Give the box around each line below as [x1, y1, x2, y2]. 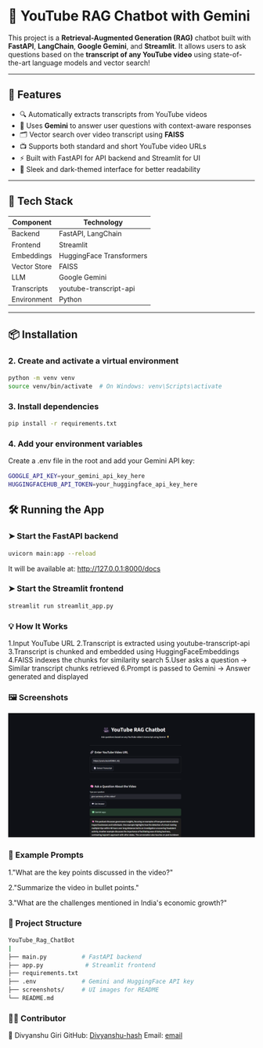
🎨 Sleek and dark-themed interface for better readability [19, 164, 201, 173]
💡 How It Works [8, 620, 68, 631]
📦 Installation [8, 327, 78, 341]
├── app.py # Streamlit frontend [8, 961, 156, 969]
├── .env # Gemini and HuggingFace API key [8, 977, 194, 986]
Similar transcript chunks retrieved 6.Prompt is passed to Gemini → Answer [8, 663, 250, 673]
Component [12, 217, 52, 227]
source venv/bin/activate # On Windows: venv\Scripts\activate [8, 382, 222, 390]
